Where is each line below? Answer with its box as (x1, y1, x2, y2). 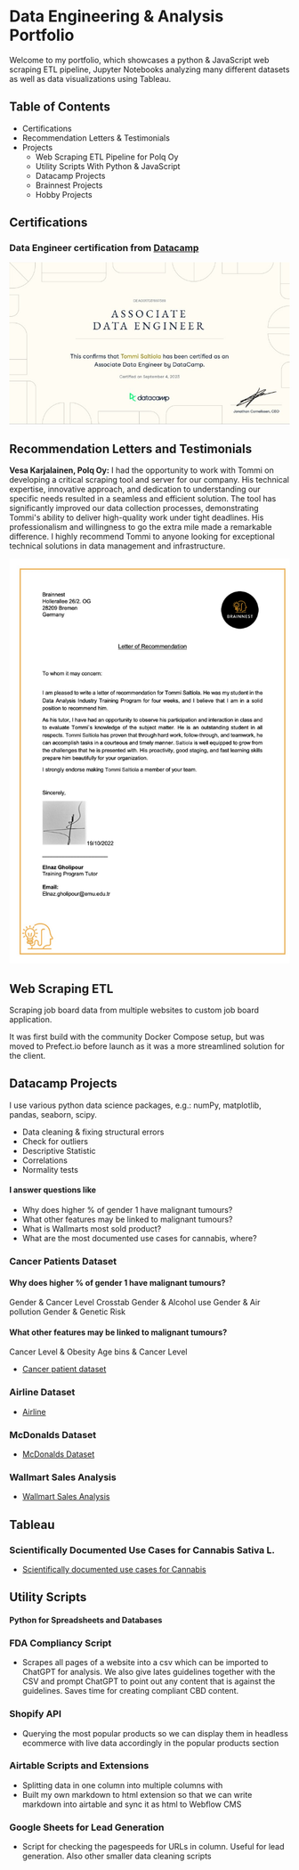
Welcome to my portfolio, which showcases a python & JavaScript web (9, 54, 270, 65)
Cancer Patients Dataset (9, 1256, 117, 1267)
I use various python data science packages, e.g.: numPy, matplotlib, (9, 1100, 262, 1110)
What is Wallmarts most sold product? (21, 1224, 162, 1234)
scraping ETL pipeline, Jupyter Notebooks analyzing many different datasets (9, 64, 290, 75)
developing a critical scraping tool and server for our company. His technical (9, 475, 289, 485)
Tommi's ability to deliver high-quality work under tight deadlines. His (9, 512, 264, 523)
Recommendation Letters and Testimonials (9, 441, 253, 456)
